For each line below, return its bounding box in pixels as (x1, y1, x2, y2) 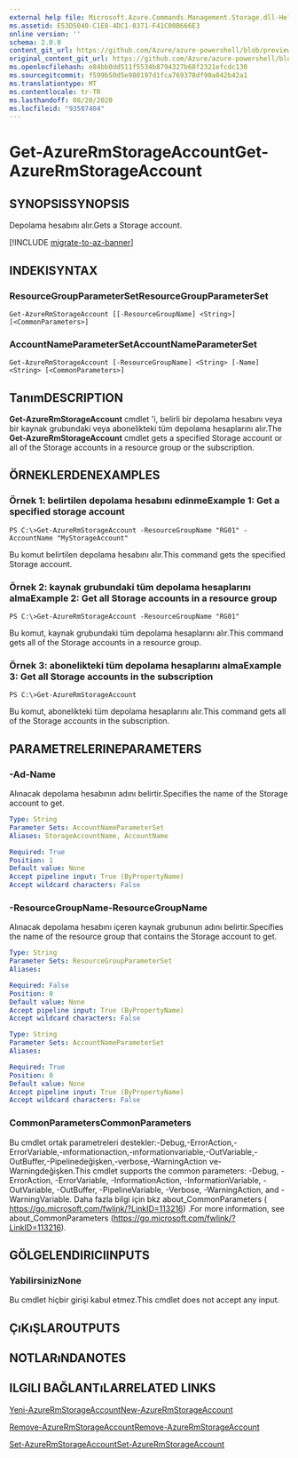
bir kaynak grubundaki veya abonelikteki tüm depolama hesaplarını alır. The (9, 423, 282, 434)
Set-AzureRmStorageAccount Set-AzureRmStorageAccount (9, 1438, 224, 1449)
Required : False (9, 981, 69, 989)
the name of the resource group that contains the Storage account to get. (9, 931, 278, 942)
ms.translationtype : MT (9, 79, 98, 88)
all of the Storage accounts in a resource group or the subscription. (9, 442, 255, 453)
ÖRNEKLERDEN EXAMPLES (9, 468, 161, 483)
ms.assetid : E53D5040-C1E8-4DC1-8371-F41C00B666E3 (9, 21, 200, 30)
